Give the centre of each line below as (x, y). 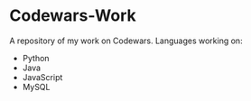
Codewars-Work (73, 16)
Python (36, 58)
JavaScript (42, 77)
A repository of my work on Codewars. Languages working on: (126, 41)
